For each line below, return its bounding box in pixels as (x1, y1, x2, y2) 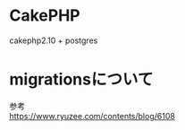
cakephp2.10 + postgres (9, 35, 98, 46)
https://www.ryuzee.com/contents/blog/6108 (9, 110, 176, 121)
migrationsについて (9, 69, 154, 90)
